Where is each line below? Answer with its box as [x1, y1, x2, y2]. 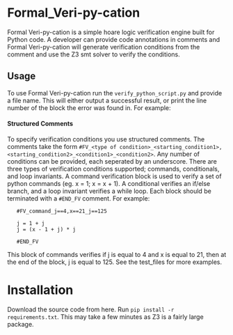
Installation [7, 282, 74, 298]
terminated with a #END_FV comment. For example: [7, 194, 150, 203]
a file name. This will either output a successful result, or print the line [7, 96, 207, 104]
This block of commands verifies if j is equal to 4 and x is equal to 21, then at [7, 250, 227, 258]
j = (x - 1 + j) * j [16, 226, 77, 233]
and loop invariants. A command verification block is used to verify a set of [7, 172, 222, 180]
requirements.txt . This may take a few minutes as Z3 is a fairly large [7, 312, 204, 321]
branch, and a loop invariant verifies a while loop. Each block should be [7, 187, 212, 195]
